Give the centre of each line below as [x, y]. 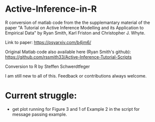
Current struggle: [41, 96]
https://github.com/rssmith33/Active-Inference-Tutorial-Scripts [68, 57]
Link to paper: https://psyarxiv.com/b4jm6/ [48, 42]
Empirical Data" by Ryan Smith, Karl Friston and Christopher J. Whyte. [75, 33]
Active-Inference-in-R [51, 9]
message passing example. [39, 114]
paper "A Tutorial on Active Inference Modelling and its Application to [74, 27]
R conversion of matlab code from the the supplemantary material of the [77, 22]
